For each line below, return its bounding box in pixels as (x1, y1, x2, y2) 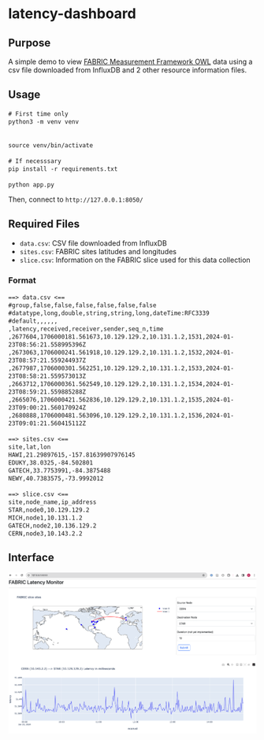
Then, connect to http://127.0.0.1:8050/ (8, 194, 143, 204)
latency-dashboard (8, 5, 136, 23)
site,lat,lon (8, 442, 51, 451)
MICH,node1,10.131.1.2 (8, 513, 83, 522)
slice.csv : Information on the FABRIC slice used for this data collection (19, 255, 251, 265)
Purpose (8, 36, 51, 50)
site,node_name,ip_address (8, 498, 97, 506)
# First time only (8, 109, 69, 118)
